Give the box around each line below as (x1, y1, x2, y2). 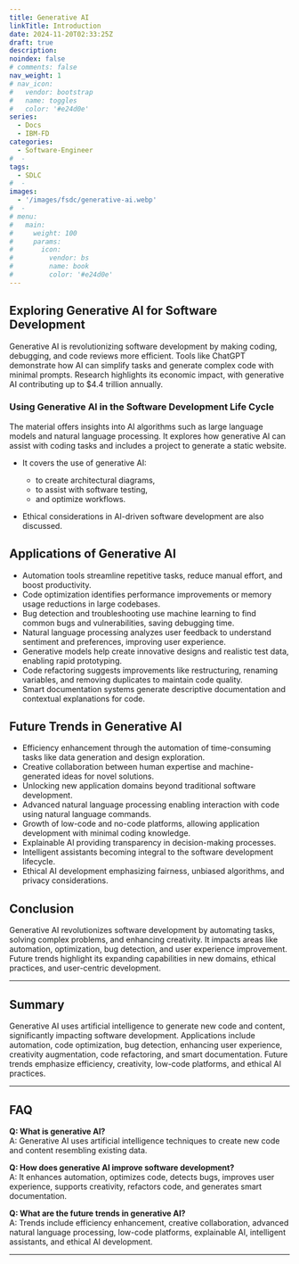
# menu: (9, 211, 38, 221)
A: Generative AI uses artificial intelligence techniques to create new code (9, 1135, 280, 1146)
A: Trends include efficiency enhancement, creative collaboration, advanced (9, 1217, 289, 1227)
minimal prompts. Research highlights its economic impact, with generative (9, 369, 285, 380)
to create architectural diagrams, (35, 475, 156, 485)
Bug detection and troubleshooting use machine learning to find (21, 607, 256, 618)
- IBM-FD (17, 129, 50, 138)
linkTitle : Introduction (9, 21, 101, 30)
